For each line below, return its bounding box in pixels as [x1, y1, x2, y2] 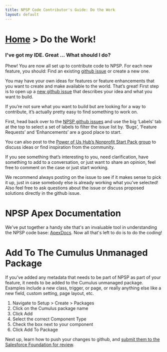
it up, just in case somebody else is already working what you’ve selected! [5, 179, 158, 185]
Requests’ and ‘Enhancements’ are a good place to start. [5, 129, 121, 135]
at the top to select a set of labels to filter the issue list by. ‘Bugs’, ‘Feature [5, 124, 157, 130]
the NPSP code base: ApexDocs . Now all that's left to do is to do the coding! [5, 229, 162, 235]
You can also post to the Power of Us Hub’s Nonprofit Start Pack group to [5, 139, 156, 145]
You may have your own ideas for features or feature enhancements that [5, 78, 155, 84]
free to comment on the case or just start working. [5, 164, 109, 170]
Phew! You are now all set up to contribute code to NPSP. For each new [5, 63, 152, 69]
